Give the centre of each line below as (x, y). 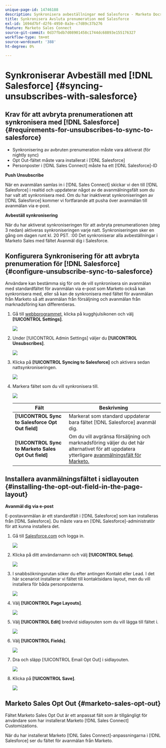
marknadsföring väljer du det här (106, 443)
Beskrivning (114, 408)
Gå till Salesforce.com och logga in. (48, 536)
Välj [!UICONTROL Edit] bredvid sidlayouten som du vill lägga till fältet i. (85, 622)
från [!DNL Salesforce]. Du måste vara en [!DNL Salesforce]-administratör (80, 521)
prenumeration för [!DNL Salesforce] (62, 264)
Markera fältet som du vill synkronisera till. (55, 386)
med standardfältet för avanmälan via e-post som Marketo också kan (75, 289)
